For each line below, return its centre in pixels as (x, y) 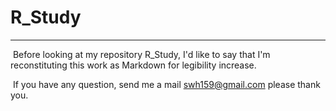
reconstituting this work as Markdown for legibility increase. (133, 65)
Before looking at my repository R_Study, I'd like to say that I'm (141, 54)
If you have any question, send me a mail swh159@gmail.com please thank (166, 84)
